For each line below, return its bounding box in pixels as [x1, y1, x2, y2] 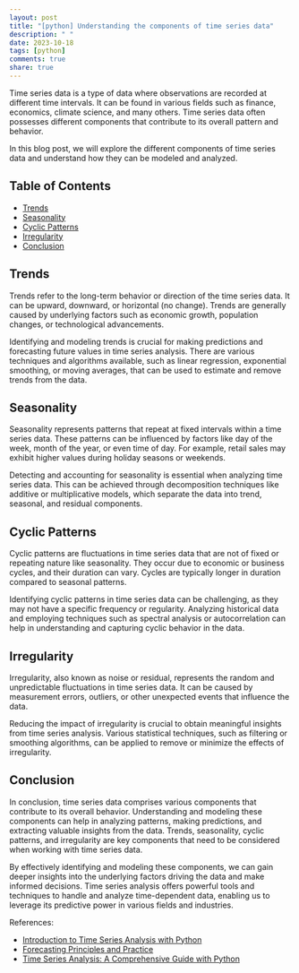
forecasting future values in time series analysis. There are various [9, 346, 255, 357]
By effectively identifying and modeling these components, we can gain [9, 861, 274, 872]
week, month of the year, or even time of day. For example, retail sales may [9, 443, 286, 453]
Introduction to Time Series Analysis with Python [21, 934, 202, 945]
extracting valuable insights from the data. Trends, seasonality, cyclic [9, 825, 265, 836]
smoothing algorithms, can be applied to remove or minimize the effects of [9, 736, 285, 748]
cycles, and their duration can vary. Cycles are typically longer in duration [9, 567, 281, 578]
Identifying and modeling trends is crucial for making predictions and [9, 336, 264, 347]
